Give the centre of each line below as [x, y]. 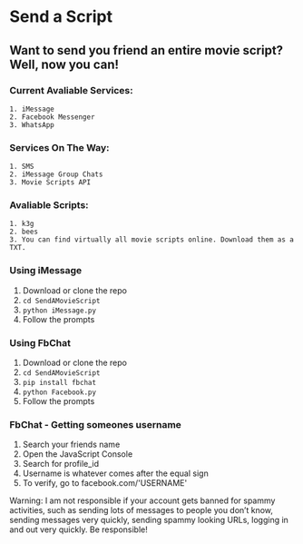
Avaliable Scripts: [49, 205]
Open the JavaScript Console [78, 454]
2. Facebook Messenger [52, 117]
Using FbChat [40, 342]
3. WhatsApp [32, 124]
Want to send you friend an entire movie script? [147, 50]
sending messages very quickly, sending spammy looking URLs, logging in [149, 520]
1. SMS [22, 167]
